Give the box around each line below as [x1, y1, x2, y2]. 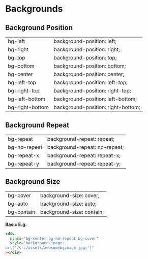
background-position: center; [53, 71, 125, 78]
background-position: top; [53, 54, 117, 61]
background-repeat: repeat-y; [47, 160, 121, 167]
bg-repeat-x [8, 152, 39, 159]
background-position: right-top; [53, 87, 131, 94]
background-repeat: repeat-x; [47, 152, 121, 159]
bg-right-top [8, 87, 40, 94]
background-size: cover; [40, 191, 100, 199]
